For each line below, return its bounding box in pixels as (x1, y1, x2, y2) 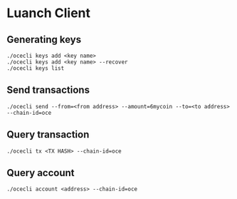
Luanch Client (6, 5, 90, 21)
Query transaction (6, 128, 90, 141)
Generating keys (6, 34, 82, 46)
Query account (6, 167, 75, 179)
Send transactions (6, 84, 90, 96)
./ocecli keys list (6, 65, 65, 72)
